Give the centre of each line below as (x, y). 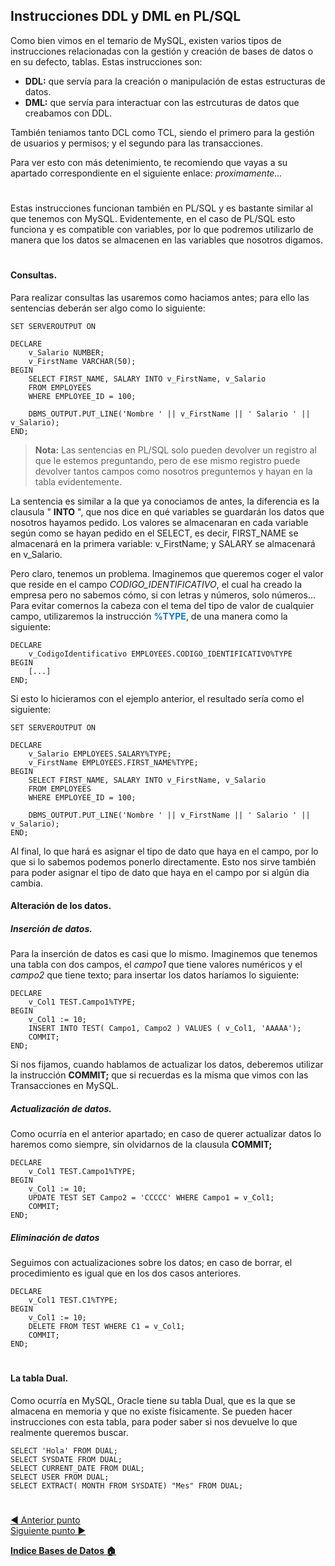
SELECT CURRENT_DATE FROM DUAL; (77, 1469)
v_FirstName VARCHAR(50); (82, 361)
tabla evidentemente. (78, 481)
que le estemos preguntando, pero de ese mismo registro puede (167, 460)
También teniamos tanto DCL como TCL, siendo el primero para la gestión (162, 132)
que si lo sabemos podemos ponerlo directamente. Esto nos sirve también (163, 861)
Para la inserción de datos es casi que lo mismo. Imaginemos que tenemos (164, 954)
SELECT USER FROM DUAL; (60, 1477)
